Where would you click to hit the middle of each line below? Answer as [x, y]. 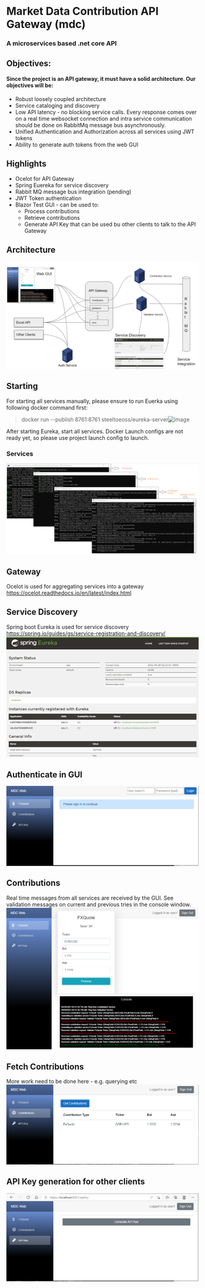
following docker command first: [47, 407]
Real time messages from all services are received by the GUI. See [90, 898]
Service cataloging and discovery [57, 105]
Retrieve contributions [52, 217]
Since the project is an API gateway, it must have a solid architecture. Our [101, 79]
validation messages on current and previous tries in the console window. [99, 904]
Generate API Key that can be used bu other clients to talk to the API [110, 224]
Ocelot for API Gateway [45, 178]
